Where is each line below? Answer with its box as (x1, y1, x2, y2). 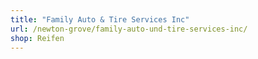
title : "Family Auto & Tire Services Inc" (10, 14, 190, 25)
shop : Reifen (10, 33, 65, 43)
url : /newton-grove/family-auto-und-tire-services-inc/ (10, 24, 248, 34)
